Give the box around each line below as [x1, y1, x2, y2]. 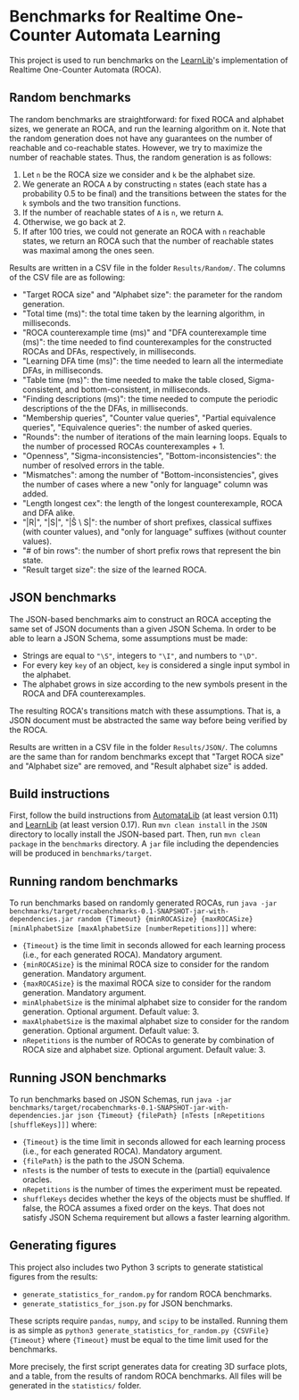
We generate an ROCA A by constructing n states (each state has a [21, 179, 268, 189]
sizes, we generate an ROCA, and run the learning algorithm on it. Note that [9, 123, 287, 134]
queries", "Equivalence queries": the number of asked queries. [21, 421, 253, 432]
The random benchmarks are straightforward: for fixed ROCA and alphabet [9, 113, 285, 124]
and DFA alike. [21, 507, 76, 518]
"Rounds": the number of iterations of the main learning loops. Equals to [21, 431, 287, 442]
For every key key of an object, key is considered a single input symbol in [21, 659, 290, 671]
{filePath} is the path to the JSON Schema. [21, 1155, 185, 1166]
